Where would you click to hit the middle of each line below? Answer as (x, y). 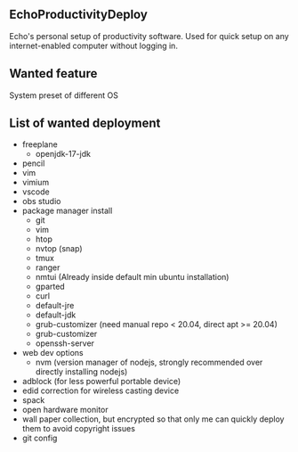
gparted (50, 287)
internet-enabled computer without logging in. (93, 45)
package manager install (67, 211)
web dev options (52, 353)
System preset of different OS (64, 95)
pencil (33, 163)
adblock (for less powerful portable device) (101, 382)
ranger (48, 267)
